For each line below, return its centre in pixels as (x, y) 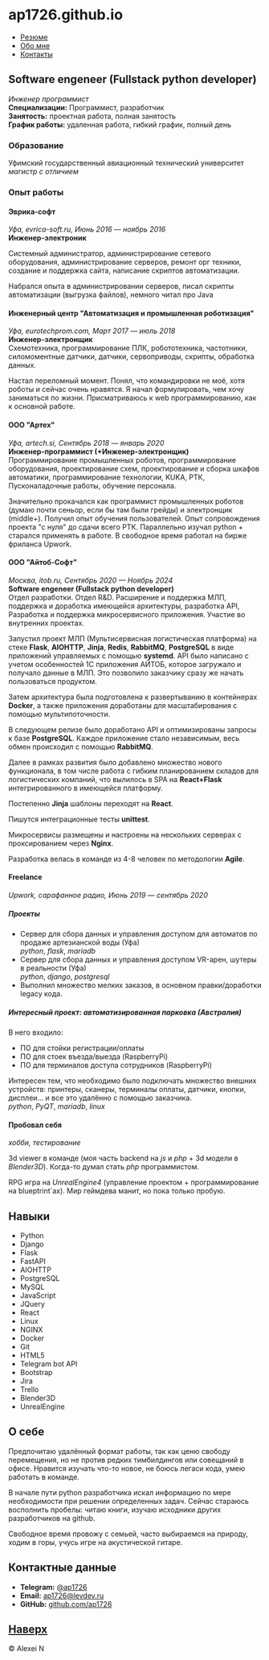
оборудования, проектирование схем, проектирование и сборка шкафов (134, 468)
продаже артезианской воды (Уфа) (80, 942)
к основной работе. (42, 406)
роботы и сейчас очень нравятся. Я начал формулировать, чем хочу (126, 389)
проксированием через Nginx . (61, 843)
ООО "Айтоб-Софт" (43, 562)
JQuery (33, 1304)
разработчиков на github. (52, 1518)
